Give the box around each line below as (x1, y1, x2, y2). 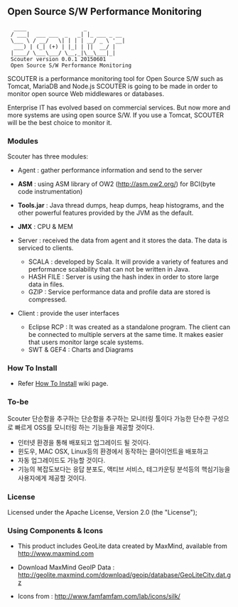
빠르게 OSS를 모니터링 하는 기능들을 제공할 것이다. (14, 423, 155, 431)
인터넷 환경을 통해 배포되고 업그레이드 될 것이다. (17, 438, 151, 446)
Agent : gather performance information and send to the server (17, 166, 202, 175)
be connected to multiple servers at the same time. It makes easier (28, 331, 224, 339)
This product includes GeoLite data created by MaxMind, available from (17, 542, 227, 550)
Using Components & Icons (7, 525, 103, 535)
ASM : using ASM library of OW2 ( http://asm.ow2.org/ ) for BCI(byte (17, 180, 216, 188)
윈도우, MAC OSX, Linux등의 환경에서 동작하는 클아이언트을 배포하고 (17, 447, 209, 456)
